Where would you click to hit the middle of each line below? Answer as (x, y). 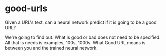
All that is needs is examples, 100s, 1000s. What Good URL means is (75, 42)
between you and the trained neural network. (52, 48)
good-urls (26, 9)
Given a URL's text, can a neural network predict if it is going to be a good (81, 22)
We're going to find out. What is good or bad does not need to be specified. (83, 37)
